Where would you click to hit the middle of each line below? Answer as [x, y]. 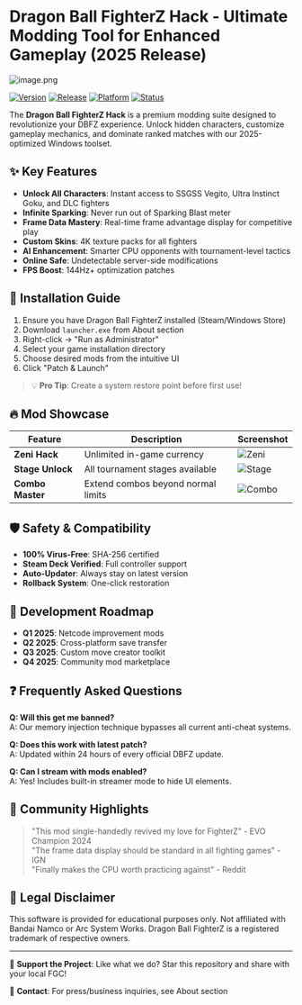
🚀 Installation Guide [65, 299]
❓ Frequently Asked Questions [96, 691]
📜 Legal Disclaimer [62, 898]
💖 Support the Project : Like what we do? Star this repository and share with [150, 964]
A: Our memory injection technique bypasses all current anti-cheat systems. [151, 727]
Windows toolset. [80, 143]
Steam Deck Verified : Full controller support [104, 564]
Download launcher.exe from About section [103, 330]
